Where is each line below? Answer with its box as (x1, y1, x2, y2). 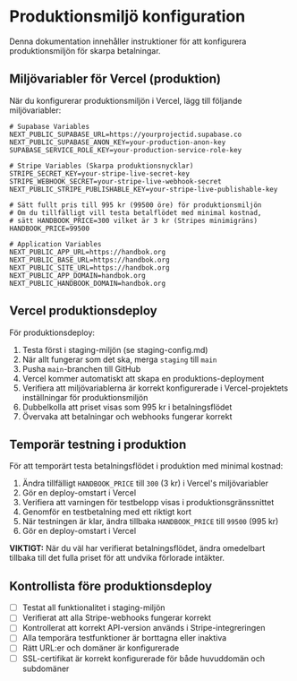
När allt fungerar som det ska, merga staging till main (21, 354, 217, 365)
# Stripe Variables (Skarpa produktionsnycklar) (9, 161, 194, 170)
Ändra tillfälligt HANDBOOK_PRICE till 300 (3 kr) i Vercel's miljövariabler (21, 478, 269, 489)
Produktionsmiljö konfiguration (9, 6, 246, 27)
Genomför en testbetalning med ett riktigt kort (21, 506, 192, 517)
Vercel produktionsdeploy (9, 303, 158, 319)
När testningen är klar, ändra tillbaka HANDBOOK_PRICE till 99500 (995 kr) (21, 516, 279, 527)
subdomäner (21, 663, 70, 674)
